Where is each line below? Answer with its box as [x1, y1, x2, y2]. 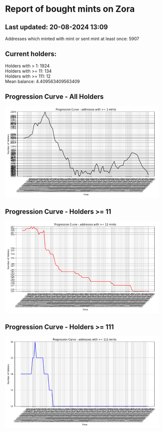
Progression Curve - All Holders [5, 93, 104, 101]
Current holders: [5, 50, 57, 58]
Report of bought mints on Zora [5, 3, 135, 15]
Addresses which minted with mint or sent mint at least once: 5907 [5, 36, 140, 41]
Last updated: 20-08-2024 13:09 [5, 23, 108, 31]
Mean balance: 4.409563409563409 [5, 78, 80, 84]
